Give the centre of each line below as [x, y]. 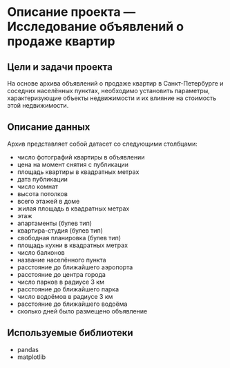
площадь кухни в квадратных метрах [73, 245]
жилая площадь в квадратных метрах [73, 209]
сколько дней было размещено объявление [82, 311]
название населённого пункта [61, 260]
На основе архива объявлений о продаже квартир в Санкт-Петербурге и [115, 83]
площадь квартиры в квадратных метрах [78, 172]
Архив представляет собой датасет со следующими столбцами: [103, 144]
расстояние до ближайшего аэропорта [75, 267]
